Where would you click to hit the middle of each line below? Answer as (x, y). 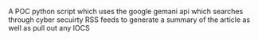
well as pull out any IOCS (49, 28)
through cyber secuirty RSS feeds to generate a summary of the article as (129, 20)
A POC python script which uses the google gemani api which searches (126, 11)
